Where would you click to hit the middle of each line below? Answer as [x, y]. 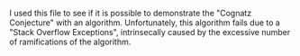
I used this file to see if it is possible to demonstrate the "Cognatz [131, 13]
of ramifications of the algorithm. [70, 42]
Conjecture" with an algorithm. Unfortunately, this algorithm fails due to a [145, 23]
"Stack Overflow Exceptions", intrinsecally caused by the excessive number [150, 32]
